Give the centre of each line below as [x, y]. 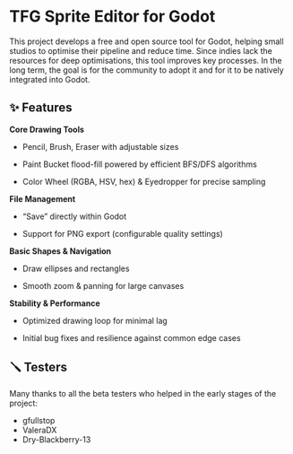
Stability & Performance [55, 303]
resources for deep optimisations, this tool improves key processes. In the [146, 60]
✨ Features [41, 108]
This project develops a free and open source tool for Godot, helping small [146, 41]
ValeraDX [39, 430]
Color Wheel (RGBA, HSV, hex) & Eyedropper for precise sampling [144, 181]
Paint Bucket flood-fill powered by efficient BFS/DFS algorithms [139, 164]
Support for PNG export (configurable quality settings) [123, 233]
